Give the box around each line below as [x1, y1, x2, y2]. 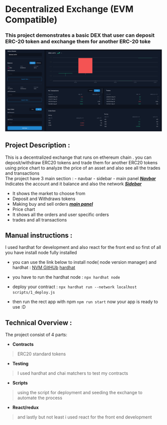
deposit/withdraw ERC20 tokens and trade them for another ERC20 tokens [5, 159, 158, 165]
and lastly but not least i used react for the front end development [17, 414, 152, 420]
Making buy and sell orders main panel [12, 201, 93, 207]
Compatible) [5, 14, 58, 25]
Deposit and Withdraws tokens [12, 196, 76, 202]
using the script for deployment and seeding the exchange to [17, 390, 143, 396]
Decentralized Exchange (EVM [5, 3, 134, 15]
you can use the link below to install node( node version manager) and [12, 259, 157, 265]
